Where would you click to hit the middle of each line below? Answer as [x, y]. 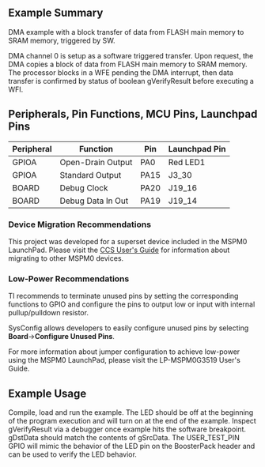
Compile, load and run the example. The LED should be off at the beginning [131, 412]
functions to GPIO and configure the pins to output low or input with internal [132, 304]
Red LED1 [187, 162]
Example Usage [47, 393]
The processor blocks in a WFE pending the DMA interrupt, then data [121, 72]
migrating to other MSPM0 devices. [66, 258]
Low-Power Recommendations [69, 278]
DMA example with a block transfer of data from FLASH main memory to [126, 32]
